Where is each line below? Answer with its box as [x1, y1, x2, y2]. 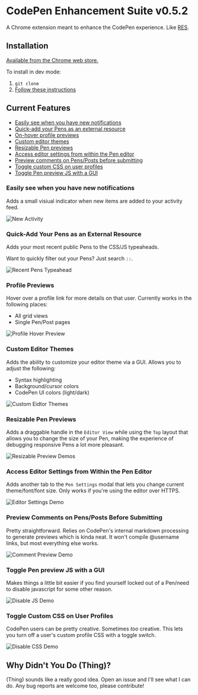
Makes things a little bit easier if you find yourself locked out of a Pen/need [6, 579, 190, 586]
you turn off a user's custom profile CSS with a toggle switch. [6, 632, 157, 639]
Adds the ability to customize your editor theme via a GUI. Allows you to [6, 358, 181, 366]
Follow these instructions [14, 86, 76, 93]
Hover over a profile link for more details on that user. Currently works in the [6, 294, 192, 302]
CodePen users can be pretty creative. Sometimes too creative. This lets [6, 625, 183, 632]
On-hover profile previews [14, 132, 79, 139]
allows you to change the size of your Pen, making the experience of [6, 435, 174, 442]
